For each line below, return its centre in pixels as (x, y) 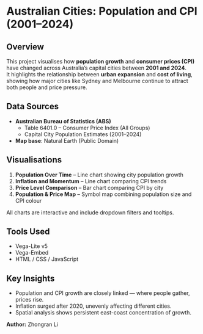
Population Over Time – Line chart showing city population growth (99, 175)
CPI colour (28, 200)
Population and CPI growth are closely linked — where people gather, (103, 293)
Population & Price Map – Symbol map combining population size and (103, 194)
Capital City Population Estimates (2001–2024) (83, 134)
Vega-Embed (32, 253)
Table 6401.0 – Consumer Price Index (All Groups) (87, 128)
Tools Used (28, 232)
